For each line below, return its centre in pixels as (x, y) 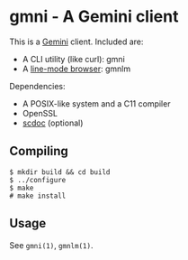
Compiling (39, 151)
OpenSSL (40, 113)
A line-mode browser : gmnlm (76, 69)
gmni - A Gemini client (94, 17)
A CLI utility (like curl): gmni (74, 59)
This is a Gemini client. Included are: (76, 42)
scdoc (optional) (53, 123)
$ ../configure (38, 180)
